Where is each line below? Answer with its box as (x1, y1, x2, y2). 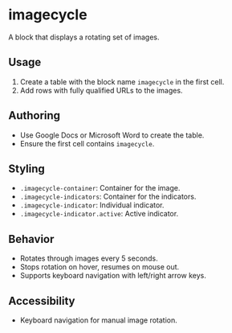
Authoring (8, 109, 61, 122)
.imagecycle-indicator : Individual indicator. (19, 200, 165, 210)
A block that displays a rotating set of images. (8, 32, 160, 42)
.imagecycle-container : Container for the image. (19, 183, 181, 193)
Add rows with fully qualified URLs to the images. (19, 85, 183, 95)
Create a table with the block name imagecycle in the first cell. (19, 76, 225, 86)
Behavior (8, 232, 55, 246)
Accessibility (8, 294, 75, 307)
